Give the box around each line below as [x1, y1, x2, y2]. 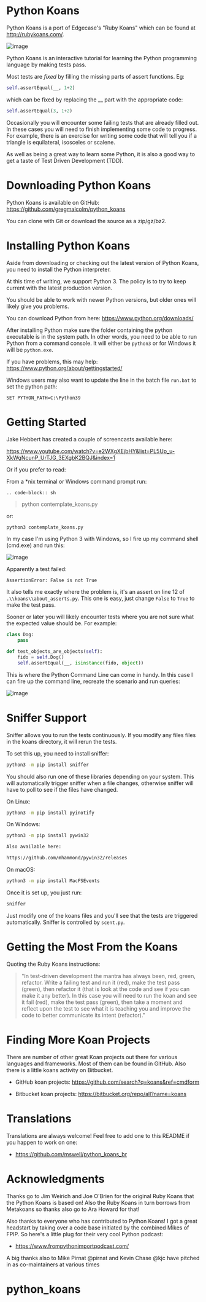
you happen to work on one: [6, 1138, 78, 1146]
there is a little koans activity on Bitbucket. [6, 1066, 113, 1073]
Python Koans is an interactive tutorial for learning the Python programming [6, 54, 197, 61]
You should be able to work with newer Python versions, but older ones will [6, 296, 196, 303]
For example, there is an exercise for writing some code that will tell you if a [6, 132, 197, 139]
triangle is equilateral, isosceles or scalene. [6, 138, 115, 146]
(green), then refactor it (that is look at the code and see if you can [21, 985, 190, 993]
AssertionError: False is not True [6, 577, 97, 584]
